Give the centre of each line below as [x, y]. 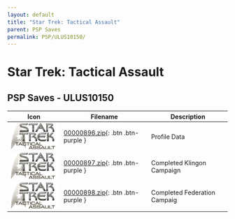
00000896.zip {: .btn [93, 133]
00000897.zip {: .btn [93, 163]
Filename [104, 116]
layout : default [31, 15]
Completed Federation [183, 192]
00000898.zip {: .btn [93, 192]
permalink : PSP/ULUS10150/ [47, 37]
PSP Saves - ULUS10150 [60, 98]
